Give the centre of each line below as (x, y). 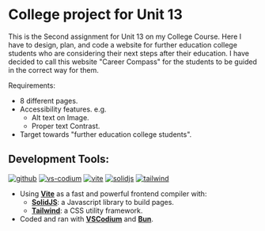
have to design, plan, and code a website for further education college (123, 44)
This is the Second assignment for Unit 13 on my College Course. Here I (125, 36)
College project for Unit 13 (96, 15)
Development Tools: (59, 159)
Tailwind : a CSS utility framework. (87, 210)
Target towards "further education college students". (106, 134)
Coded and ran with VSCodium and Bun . (87, 218)
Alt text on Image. (60, 117)
